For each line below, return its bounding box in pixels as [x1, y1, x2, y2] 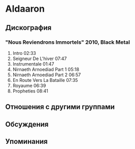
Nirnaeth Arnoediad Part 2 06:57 [12, 72, 81, 78]
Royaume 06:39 [12, 82, 46, 88]
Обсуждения [5, 120, 49, 129]
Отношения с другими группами [5, 103, 115, 111]
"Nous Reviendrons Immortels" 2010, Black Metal [5, 39, 130, 46]
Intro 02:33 [12, 50, 37, 56]
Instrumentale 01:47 [12, 61, 54, 67]
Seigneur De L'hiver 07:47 [12, 55, 67, 62]
